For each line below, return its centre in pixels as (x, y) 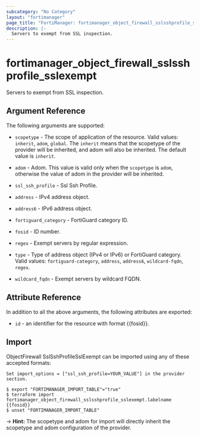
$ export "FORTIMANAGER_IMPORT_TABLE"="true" (63, 389)
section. (17, 379)
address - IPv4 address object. (52, 196)
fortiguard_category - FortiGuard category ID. (71, 220)
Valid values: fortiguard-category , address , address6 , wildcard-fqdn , (99, 261)
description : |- (26, 28)
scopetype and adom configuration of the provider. (69, 427)
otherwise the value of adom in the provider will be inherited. (89, 174)
